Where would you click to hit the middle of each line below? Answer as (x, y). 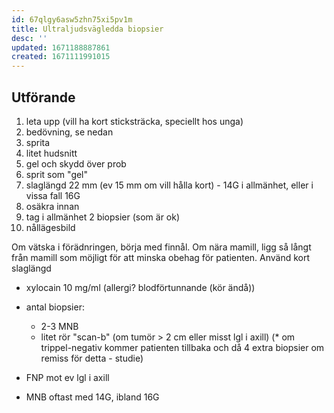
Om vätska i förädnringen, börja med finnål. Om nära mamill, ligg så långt (161, 247)
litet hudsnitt (51, 153)
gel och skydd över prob (76, 163)
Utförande (43, 97)
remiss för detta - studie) (92, 358)
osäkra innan (52, 206)
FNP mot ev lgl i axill (67, 377)
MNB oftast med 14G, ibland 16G (92, 397)
